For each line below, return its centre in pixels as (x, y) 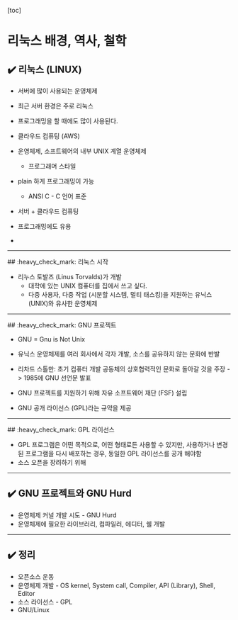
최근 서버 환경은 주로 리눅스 (56, 106)
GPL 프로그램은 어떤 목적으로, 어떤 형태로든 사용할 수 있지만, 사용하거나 (116, 445)
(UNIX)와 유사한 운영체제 (63, 303)
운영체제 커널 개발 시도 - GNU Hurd (67, 515)
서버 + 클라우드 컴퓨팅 (48, 211)
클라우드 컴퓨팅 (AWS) (49, 136)
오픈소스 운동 (36, 576)
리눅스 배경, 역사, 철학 (67, 41)
